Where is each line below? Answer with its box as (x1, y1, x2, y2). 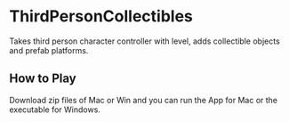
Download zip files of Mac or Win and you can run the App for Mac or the (9, 94, 278, 105)
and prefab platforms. (9, 45, 89, 55)
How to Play (9, 71, 77, 86)
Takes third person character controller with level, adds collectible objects (9, 36, 280, 46)
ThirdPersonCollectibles (9, 6, 194, 27)
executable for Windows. (9, 104, 100, 115)
